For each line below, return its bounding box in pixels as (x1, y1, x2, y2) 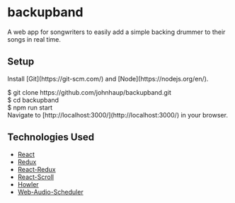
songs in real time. (7, 35, 62, 43)
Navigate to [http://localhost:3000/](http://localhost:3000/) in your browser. (7, 110, 229, 119)
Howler (17, 180, 39, 188)
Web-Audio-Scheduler (17, 187, 84, 196)
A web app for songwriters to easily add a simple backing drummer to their (7, 28, 226, 36)
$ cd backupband (7, 95, 59, 104)
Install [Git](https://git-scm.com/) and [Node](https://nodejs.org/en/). (7, 74, 209, 83)
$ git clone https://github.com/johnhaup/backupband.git (7, 88, 171, 96)
